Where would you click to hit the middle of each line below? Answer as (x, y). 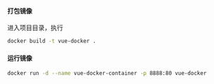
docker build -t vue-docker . (52, 41)
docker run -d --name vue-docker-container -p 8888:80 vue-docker (107, 73)
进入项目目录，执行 (35, 28)
